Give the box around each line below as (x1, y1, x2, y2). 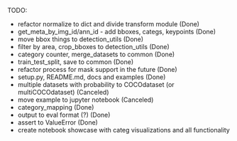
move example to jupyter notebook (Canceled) (17, 95, 154, 104)
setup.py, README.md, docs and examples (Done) (17, 73, 166, 81)
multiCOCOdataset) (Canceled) (17, 88, 109, 96)
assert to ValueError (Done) (17, 118, 98, 127)
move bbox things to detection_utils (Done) (17, 35, 144, 43)
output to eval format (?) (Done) (17, 110, 111, 119)
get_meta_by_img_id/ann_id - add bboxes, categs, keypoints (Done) (17, 28, 216, 36)
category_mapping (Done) (17, 103, 94, 111)
